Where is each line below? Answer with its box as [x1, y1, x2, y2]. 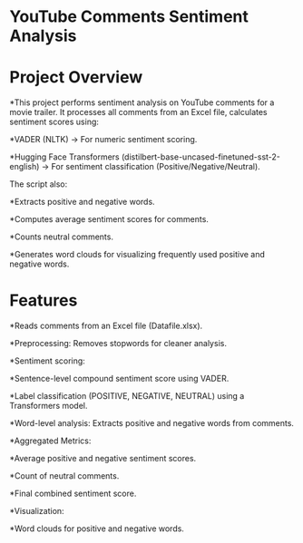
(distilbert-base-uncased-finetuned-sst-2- [121, 151, 281, 162]
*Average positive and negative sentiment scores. [9, 453, 197, 464]
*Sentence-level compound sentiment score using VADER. [9, 373, 230, 384]
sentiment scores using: [9, 116, 100, 128]
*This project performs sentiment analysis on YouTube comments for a [9, 97, 275, 108]
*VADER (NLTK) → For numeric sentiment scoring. [9, 134, 198, 145]
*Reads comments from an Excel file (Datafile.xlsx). [9, 320, 203, 332]
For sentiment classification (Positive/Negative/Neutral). [51, 161, 260, 172]
